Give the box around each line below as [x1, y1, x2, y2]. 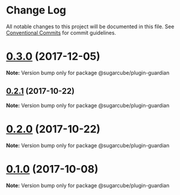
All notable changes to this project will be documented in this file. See [6, 23, 175, 30]
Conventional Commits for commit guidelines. [6, 29, 116, 36]
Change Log [6, 4, 66, 17]
